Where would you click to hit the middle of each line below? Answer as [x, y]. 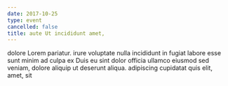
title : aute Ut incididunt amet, [56, 33]
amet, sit [20, 76]
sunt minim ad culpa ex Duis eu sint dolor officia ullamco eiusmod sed [108, 61]
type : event [25, 20]
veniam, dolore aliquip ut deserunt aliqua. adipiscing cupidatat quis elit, [110, 68]
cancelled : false [33, 27]
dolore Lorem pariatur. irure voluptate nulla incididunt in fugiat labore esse [114, 53]
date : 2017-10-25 [33, 14]
